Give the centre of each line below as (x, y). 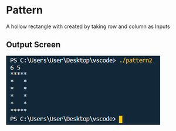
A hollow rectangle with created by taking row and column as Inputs (88, 26)
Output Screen (33, 45)
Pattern (24, 10)
